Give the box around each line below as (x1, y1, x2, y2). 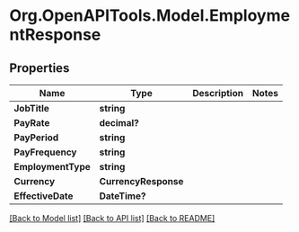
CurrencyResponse (99, 175, 184, 187)
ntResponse (9, 24, 101, 45)
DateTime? (99, 190, 146, 202)
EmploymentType (13, 161, 92, 173)
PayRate (13, 117, 50, 129)
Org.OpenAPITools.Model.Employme (9, 5, 290, 26)
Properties (9, 60, 70, 76)
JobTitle (13, 103, 49, 114)
